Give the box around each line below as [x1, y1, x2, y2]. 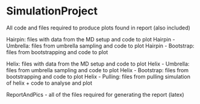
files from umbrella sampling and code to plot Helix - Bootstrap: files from [6, 66, 189, 73]
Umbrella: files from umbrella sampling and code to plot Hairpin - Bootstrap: [6, 42, 195, 49]
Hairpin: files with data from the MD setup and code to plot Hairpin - [6, 35, 175, 43]
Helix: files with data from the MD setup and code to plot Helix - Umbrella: [6, 60, 190, 67]
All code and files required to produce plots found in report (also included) [6, 24, 191, 31]
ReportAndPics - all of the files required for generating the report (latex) [6, 91, 185, 98]
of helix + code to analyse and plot [6, 79, 92, 87]
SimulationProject [6, 4, 98, 18]
